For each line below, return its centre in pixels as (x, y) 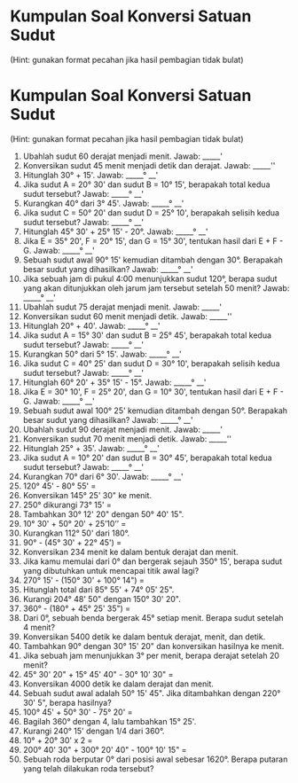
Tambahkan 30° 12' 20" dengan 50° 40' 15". (103, 514)
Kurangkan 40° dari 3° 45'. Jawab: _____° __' (103, 203)
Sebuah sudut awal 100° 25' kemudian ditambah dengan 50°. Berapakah (155, 411)
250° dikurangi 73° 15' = (67, 505)
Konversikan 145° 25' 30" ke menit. (87, 495)
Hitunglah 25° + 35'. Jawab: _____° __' (91, 448)
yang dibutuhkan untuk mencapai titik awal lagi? (111, 570)
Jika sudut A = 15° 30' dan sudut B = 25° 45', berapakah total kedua (147, 335)
